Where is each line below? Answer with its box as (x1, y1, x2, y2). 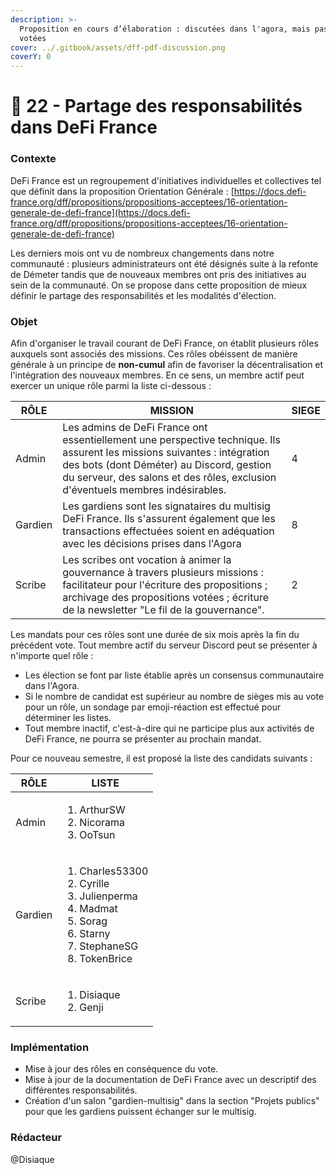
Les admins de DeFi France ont (62, 420, 208, 434)
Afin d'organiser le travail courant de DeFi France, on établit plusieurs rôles (10, 337, 319, 349)
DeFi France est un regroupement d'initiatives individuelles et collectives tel (10, 174, 322, 186)
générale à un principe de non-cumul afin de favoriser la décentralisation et (10, 358, 324, 370)
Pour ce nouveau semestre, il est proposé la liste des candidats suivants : (10, 752, 313, 764)
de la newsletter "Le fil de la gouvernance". (62, 602, 265, 616)
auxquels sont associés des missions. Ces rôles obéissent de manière (10, 347, 298, 360)
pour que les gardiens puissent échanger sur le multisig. (24, 1106, 257, 1118)
